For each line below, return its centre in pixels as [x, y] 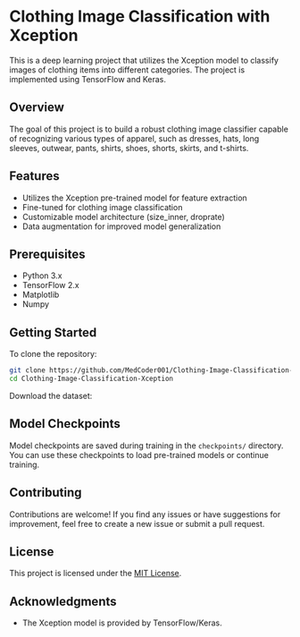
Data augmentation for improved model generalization [121, 226]
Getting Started [53, 332]
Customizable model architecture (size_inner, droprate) [123, 217]
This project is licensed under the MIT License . [96, 573]
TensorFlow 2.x [50, 285]
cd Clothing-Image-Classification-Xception [92, 379]
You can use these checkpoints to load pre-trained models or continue [139, 454]
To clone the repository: [53, 354]
